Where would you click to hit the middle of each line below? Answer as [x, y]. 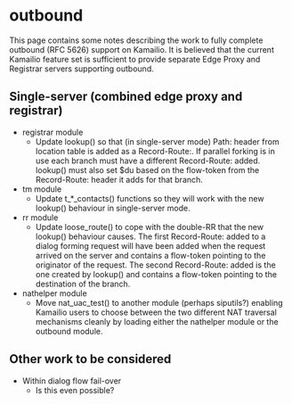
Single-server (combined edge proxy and [126, 97]
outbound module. [69, 331]
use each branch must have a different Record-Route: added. [148, 161]
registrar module [53, 132]
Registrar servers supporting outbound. [81, 69]
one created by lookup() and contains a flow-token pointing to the [156, 274]
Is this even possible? [75, 390]
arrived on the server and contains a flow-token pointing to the [150, 255]
